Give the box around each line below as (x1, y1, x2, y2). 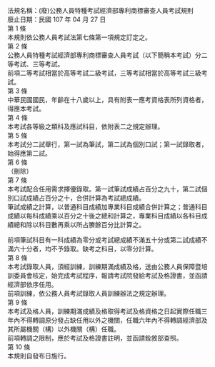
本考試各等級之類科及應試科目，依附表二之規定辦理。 (7, 122, 164, 131)
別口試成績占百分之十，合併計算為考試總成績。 (7, 193, 145, 202)
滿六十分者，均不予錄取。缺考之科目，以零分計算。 (7, 245, 158, 253)
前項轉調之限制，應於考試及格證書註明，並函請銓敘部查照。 (7, 334, 183, 342)
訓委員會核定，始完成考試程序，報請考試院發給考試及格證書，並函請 (7, 271, 208, 280)
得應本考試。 (7, 104, 45, 113)
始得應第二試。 (7, 149, 51, 157)
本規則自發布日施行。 (7, 352, 70, 360)
